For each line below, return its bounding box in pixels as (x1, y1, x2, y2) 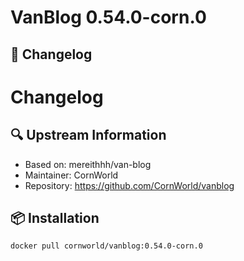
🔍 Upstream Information (10, 127, 167, 144)
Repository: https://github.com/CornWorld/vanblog (24, 179, 235, 191)
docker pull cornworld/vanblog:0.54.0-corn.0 (10, 241, 203, 251)
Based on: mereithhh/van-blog (24, 158, 152, 170)
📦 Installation (10, 209, 100, 226)
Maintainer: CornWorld (24, 169, 119, 181)
